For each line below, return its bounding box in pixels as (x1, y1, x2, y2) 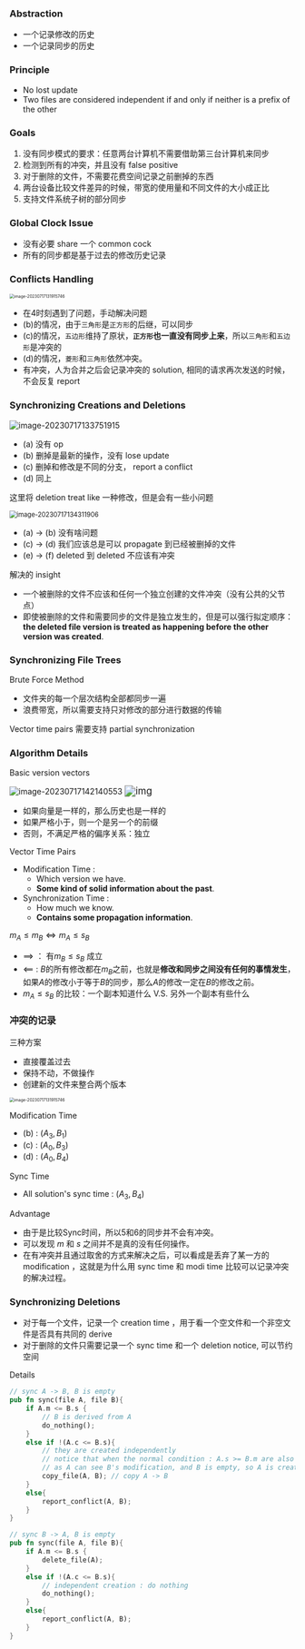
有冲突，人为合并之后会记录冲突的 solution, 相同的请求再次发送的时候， (22, 364, 290, 375)
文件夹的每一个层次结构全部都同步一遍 (22, 693, 166, 704)
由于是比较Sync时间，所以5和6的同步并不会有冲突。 (22, 1227, 219, 1238)
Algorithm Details (9, 747, 89, 759)
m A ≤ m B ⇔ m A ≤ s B (9, 930, 90, 943)
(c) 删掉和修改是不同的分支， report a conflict (22, 461, 193, 472)
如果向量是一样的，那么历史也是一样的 (22, 805, 166, 816)
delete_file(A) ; (42, 1555, 103, 1565)
